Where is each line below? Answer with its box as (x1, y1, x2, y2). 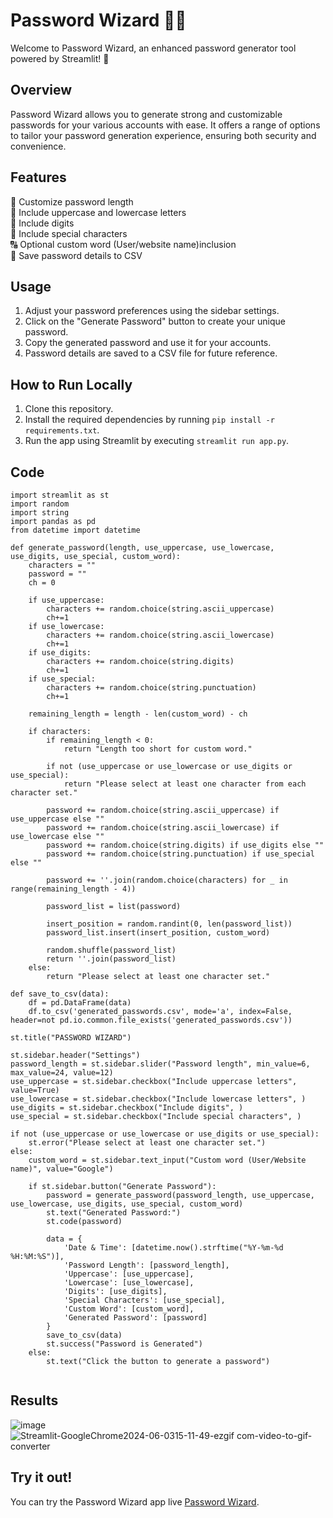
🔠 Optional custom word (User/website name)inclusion (10, 238, 237, 250)
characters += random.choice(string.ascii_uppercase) (46, 604, 275, 614)
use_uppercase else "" (10, 814, 105, 824)
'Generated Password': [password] (63, 1313, 208, 1323)
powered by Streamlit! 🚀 (10, 52, 110, 64)
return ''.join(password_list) (46, 954, 177, 964)
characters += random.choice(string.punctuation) (46, 683, 257, 693)
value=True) (10, 1085, 60, 1095)
